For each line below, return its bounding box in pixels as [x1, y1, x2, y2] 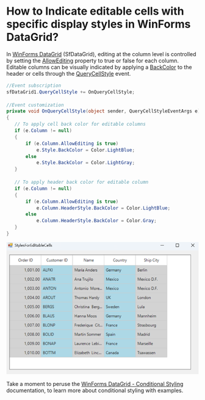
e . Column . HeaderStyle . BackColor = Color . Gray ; [36, 218, 157, 224]
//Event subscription [6, 82, 62, 89]
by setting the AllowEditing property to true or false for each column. [6, 57, 179, 64]
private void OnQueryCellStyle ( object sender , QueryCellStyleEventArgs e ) [6, 108, 201, 114]
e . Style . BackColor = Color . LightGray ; [36, 160, 135, 166]
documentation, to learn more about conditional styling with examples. [6, 387, 184, 395]
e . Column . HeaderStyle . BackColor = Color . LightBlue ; [36, 205, 171, 211]
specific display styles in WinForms [6, 17, 191, 31]
